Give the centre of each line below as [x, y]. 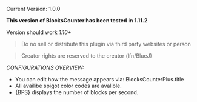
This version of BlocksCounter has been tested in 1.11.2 [77, 20]
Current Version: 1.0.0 [33, 9]
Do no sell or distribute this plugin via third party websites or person [106, 44]
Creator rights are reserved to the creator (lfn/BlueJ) [87, 56]
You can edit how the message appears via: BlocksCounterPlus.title [99, 79]
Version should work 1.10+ [39, 32]
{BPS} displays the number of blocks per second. [77, 92]
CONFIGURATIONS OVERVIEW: [45, 67]
